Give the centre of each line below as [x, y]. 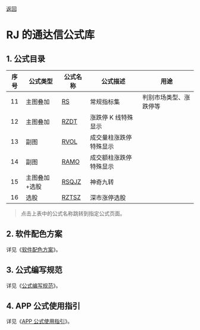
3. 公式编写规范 [34, 270]
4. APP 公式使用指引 [43, 306]
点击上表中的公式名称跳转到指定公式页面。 [73, 213]
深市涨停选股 [108, 198]
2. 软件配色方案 [34, 234]
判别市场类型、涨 [166, 97]
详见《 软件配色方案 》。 [34, 249]
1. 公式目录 [26, 59]
